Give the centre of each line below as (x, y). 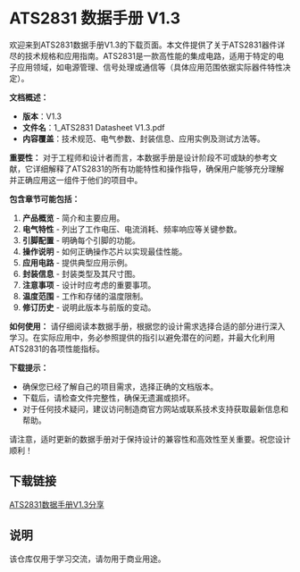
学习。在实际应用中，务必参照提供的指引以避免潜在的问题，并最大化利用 (142, 337)
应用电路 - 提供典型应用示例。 (77, 262)
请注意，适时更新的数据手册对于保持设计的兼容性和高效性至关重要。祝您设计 (150, 439)
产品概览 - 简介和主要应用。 (73, 218)
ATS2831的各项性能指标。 (57, 349)
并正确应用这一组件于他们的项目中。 (76, 180)
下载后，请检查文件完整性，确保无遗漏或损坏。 (108, 398)
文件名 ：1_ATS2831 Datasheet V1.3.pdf (93, 127)
